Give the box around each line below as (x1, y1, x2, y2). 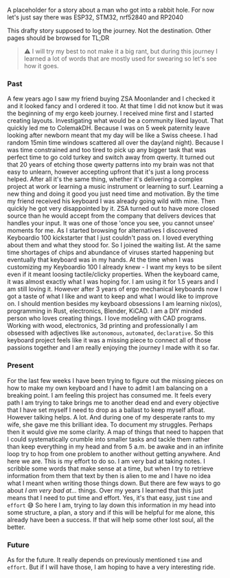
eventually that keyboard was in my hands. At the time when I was (7, 256, 194, 264)
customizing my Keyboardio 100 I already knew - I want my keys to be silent (7, 263, 222, 271)
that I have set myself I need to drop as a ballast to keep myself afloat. (7, 406, 206, 414)
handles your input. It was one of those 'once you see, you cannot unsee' (7, 219, 215, 227)
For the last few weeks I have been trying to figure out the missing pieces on (7, 376, 223, 384)
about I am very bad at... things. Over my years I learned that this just (7, 486, 204, 495)
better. (7, 523, 26, 531)
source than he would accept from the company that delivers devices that (7, 211, 216, 220)
